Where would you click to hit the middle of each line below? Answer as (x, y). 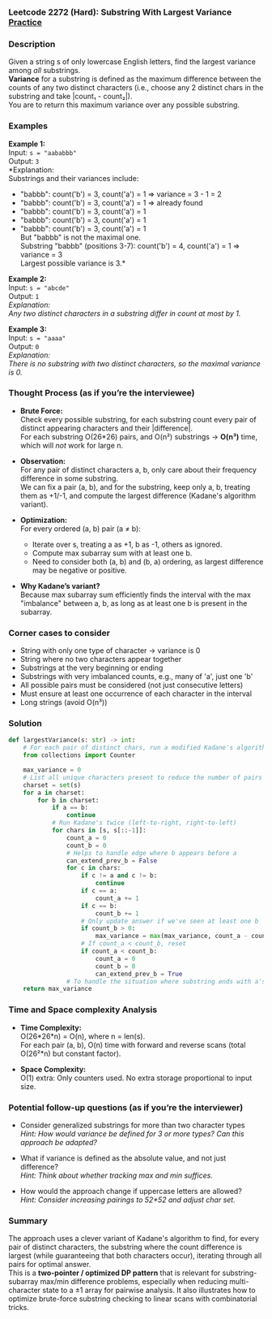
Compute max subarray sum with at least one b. (112, 553)
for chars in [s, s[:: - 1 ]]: (99, 831)
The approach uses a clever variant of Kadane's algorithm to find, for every (134, 1239)
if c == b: (99, 906)
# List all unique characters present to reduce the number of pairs (143, 777)
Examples (28, 126)
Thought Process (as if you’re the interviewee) (102, 393)
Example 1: (27, 144)
